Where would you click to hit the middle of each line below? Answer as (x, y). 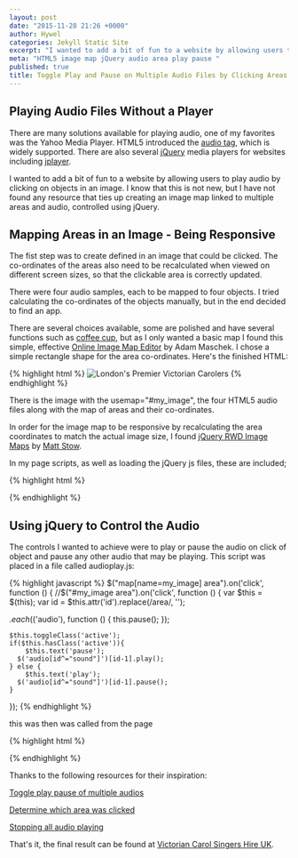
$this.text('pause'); (65, 651)
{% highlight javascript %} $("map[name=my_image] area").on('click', (137, 583)
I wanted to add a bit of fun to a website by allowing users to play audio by (145, 178)
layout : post (33, 17)
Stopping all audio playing (56, 827)
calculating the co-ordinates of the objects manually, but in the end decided (148, 301)
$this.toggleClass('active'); (65, 636)
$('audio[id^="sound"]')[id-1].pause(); (93, 682)
